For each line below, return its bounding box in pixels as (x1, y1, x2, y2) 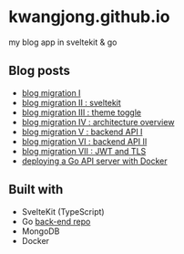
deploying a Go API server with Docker (21, 155, 168, 166)
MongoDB (21, 226, 60, 237)
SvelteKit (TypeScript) (21, 206, 106, 217)
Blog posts (8, 63, 70, 79)
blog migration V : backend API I (21, 126, 143, 137)
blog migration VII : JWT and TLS (21, 145, 147, 156)
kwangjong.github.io (8, 6, 170, 27)
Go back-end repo (21, 216, 91, 227)
